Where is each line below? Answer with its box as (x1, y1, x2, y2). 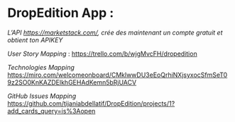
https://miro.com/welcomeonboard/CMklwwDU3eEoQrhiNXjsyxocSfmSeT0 (7, 71, 228, 79)
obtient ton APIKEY (7, 35, 63, 44)
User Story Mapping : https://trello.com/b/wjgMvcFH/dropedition (7, 49, 197, 58)
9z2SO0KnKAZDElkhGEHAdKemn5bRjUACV (7, 78, 137, 86)
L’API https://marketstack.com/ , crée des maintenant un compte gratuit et (7, 28, 223, 37)
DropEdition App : (7, 5, 114, 21)
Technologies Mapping (7, 63, 75, 71)
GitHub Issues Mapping (7, 92, 77, 100)
